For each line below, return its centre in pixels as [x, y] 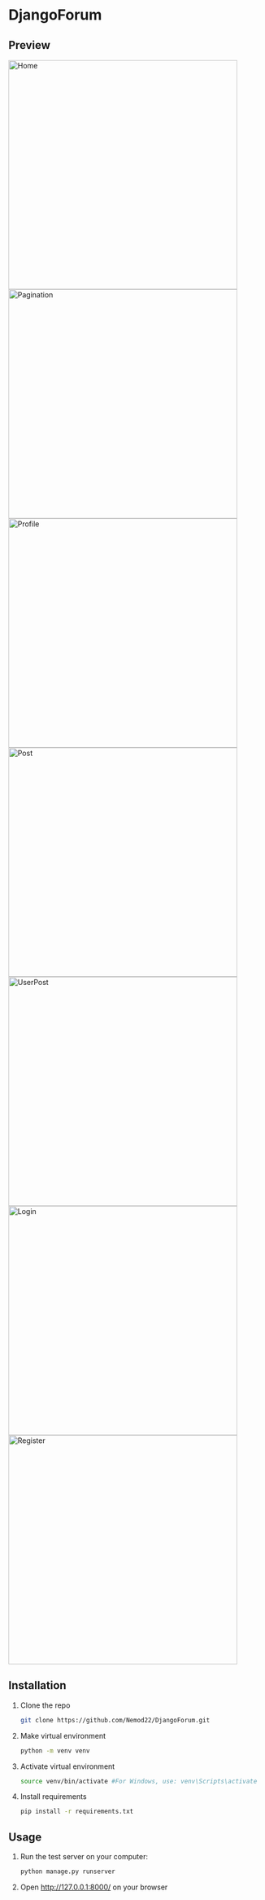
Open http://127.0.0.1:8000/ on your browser [94, 1887]
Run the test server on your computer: [84, 1857]
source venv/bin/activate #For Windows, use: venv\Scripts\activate [139, 1781]
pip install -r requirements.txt [77, 1812]
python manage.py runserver [67, 1871]
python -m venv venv [55, 1750]
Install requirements [53, 1797]
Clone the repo [45, 1705]
